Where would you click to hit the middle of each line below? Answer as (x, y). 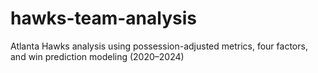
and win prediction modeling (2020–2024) (97, 56)
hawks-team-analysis (103, 18)
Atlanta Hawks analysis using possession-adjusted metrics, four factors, (159, 46)
